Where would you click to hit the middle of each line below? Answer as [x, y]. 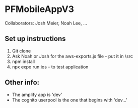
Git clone [21, 50]
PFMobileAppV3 [39, 9]
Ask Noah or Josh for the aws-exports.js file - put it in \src [73, 56]
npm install [23, 61]
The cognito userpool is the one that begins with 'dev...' [70, 100]
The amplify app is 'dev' [37, 94]
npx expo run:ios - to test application [50, 66]
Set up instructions [35, 39]
